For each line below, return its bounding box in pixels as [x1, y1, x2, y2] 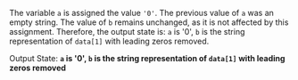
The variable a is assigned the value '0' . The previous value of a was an [9, 8, 275, 18]
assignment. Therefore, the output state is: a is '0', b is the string [9, 27, 245, 36]
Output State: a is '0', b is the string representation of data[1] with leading [9, 53, 286, 63]
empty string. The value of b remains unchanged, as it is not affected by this [9, 17, 289, 28]
